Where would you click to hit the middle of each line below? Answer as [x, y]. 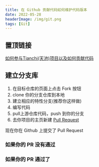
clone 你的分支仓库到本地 [38, 94]
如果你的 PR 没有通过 [30, 144]
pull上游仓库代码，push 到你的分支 [48, 113]
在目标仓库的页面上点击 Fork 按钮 [47, 88]
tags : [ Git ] [17, 24]
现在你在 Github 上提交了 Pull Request [44, 130]
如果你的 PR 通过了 [28, 159]
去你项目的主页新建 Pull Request [45, 119]
